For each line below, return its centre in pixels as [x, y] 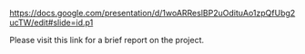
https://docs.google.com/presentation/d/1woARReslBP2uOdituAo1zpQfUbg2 [152, 13]
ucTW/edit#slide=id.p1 [51, 22]
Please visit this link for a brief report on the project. [107, 40]
